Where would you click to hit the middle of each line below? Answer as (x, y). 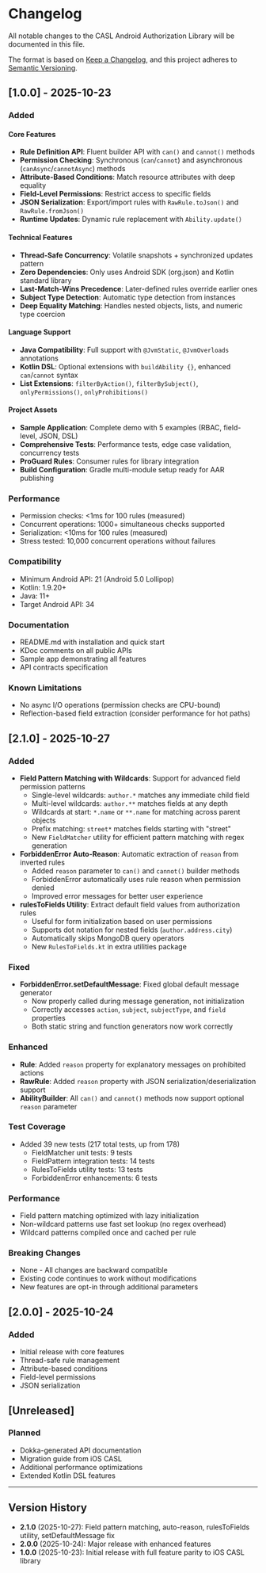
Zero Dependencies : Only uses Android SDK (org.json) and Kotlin (127, 272)
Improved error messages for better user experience (117, 895)
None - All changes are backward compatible (93, 1270)
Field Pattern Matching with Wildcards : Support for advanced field (130, 778)
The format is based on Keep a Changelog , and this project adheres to (123, 59)
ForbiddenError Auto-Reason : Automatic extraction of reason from (129, 853)
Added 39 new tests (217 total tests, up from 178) (100, 1144)
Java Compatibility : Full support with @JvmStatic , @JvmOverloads (124, 349)
